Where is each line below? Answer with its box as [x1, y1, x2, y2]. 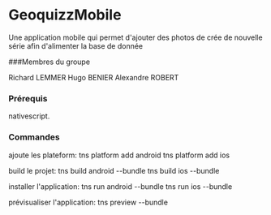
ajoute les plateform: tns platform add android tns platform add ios [8, 150, 230, 160]
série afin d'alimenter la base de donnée [8, 41, 144, 50]
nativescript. [8, 111, 50, 121]
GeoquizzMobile [8, 6, 122, 24]
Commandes [8, 131, 60, 143]
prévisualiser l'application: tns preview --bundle [8, 197, 169, 207]
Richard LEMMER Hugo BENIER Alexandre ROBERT [8, 72, 179, 82]
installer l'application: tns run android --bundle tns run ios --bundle [8, 181, 233, 191]
